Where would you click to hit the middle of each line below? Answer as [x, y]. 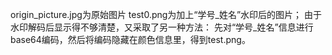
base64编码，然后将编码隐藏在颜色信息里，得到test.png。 [130, 39]
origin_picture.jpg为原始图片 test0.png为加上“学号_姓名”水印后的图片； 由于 [166, 14]
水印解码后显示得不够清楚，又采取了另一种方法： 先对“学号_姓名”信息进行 [162, 27]
